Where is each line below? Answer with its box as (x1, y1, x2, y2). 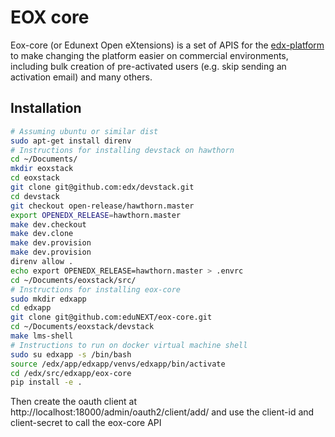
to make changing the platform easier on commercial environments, (10, 49, 289, 61)
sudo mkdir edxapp (10, 294, 87, 304)
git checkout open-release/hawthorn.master (10, 201, 195, 211)
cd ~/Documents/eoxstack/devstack (10, 322, 155, 332)
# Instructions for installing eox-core (10, 284, 182, 295)
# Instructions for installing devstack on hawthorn (10, 145, 235, 155)
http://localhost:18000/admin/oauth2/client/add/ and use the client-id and (10, 406, 315, 418)
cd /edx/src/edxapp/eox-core (10, 368, 132, 378)
